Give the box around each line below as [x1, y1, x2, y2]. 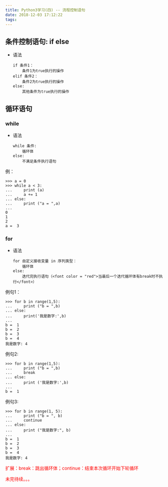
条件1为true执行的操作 [22, 69, 64, 74]
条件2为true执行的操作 [22, 79, 64, 84]
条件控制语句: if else [5, 37, 69, 46]
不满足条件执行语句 [22, 159, 57, 164]
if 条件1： [12, 63, 34, 68]
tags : [5, 17, 17, 22]
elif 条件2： [12, 74, 38, 79]
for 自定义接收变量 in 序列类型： [12, 259, 77, 264]
